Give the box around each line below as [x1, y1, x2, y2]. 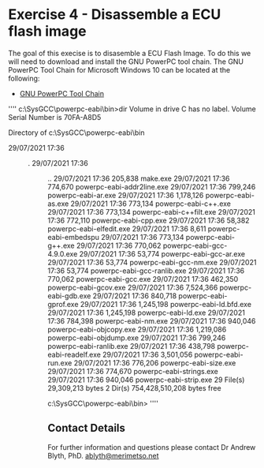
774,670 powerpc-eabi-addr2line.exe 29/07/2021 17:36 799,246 [47, 182, 256, 191]
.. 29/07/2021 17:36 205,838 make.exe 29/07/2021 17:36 [47, 174, 230, 183]
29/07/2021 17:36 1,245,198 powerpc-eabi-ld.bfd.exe [80, 299, 252, 309]
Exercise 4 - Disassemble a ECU [8, 6, 221, 24]
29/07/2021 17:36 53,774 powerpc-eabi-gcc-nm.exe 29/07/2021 [47, 257, 257, 267]
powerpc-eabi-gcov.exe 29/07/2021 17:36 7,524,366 [47, 283, 218, 292]
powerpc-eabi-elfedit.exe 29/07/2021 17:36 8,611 [47, 223, 206, 234]
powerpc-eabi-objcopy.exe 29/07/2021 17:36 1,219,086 [47, 324, 227, 334]
